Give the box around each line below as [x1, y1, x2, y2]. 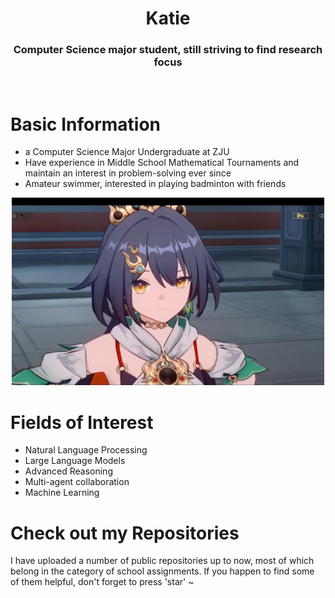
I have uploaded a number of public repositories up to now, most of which [10, 555, 315, 567]
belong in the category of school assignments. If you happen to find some [10, 565, 315, 577]
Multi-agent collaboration [24, 476, 130, 488]
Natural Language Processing [24, 444, 148, 456]
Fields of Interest [10, 411, 154, 434]
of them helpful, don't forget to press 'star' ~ [10, 576, 195, 588]
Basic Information [10, 113, 162, 136]
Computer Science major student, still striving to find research [13, 43, 323, 57]
